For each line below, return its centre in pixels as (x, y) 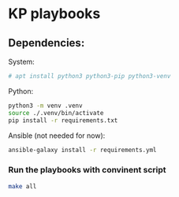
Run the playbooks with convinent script (88, 170)
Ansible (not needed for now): (57, 136)
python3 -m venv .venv (45, 106)
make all (22, 186)
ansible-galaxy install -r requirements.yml (82, 150)
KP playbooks (54, 14)
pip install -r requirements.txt (63, 120)
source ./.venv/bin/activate (56, 113)
